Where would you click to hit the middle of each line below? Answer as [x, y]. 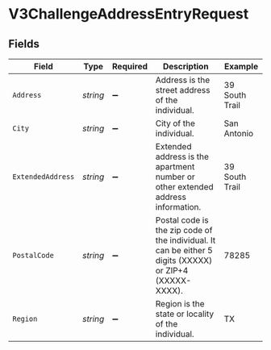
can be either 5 [184, 250]
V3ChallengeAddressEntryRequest [129, 14]
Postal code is [182, 220]
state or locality [185, 314]
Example [242, 67]
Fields [24, 44]
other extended [184, 187]
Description [186, 67]
